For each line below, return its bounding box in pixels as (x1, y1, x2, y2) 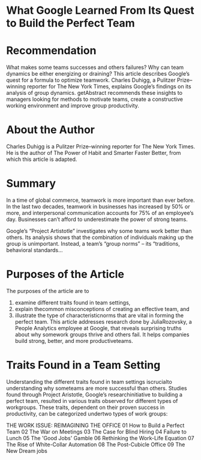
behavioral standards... (6, 247, 63, 253)
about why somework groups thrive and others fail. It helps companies (14, 331, 190, 338)
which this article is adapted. (6, 156, 77, 163)
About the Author (6, 123, 95, 137)
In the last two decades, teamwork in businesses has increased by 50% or (6, 203, 190, 210)
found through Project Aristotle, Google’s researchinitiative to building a (6, 391, 183, 398)
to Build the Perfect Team (6, 16, 135, 30)
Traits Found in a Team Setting (6, 359, 161, 372)
